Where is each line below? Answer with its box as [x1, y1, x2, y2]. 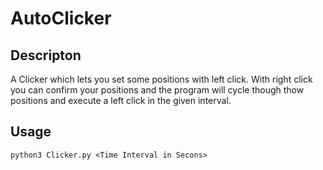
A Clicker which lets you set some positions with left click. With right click [10, 73, 313, 85]
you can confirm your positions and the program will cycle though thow [10, 84, 305, 96]
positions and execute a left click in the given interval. [10, 95, 232, 106]
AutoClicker [10, 7, 112, 30]
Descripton [10, 47, 82, 64]
